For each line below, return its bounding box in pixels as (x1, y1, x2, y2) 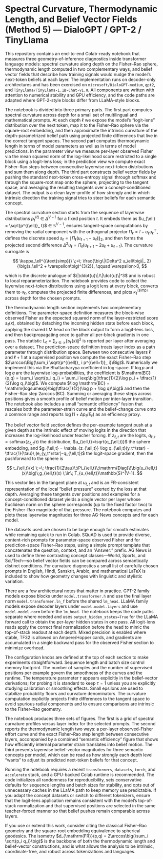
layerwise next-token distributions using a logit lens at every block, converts (5, 283, 159, 289)
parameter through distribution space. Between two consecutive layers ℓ (5, 349, 151, 355)
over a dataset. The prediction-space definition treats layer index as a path (5, 344, 155, 350)
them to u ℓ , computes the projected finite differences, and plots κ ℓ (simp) (5, 288, 148, 296)
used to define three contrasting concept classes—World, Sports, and (5, 552, 145, 558)
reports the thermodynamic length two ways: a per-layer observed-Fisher (5, 726, 153, 732)
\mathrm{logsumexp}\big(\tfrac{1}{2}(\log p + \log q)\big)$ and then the (5, 385, 150, 391)
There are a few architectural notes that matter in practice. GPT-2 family (5, 588, 150, 594)
